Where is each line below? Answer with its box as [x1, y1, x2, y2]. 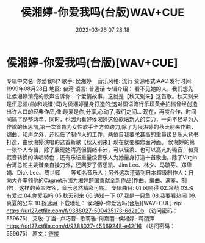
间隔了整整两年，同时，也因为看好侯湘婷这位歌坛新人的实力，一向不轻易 [6, 115, 188, 123]
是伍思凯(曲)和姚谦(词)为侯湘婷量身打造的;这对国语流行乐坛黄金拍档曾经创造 [6, 100, 198, 107]
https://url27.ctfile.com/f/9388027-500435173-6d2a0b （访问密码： [6, 207, 178, 214]
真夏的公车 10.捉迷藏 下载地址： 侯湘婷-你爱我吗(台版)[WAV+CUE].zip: [6, 199, 183, 206]
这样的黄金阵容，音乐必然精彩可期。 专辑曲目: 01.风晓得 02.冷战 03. [19, 184, 189, 191]
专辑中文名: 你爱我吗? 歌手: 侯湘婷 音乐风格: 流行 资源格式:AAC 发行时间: [6, 77, 193, 84]
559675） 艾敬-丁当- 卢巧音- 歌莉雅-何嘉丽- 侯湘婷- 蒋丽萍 [6, 214, 155, 222]
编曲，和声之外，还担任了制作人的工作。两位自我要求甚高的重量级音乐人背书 [6, 131, 199, 138]
